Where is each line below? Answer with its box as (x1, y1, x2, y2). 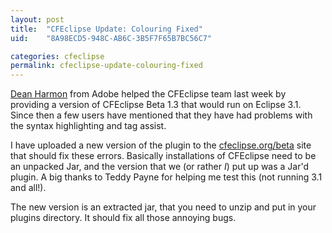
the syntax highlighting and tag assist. (10, 120, 167, 132)
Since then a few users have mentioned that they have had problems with (10, 109, 313, 121)
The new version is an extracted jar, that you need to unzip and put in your (10, 201, 317, 213)
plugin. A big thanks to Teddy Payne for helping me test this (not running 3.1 (10, 171, 323, 183)
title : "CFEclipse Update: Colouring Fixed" (10, 24, 203, 34)
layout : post (10, 14, 65, 25)
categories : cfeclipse (10, 51, 105, 61)
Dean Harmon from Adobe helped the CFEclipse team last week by (10, 88, 287, 100)
